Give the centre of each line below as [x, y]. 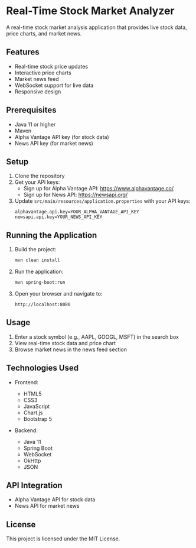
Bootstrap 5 [37, 419]
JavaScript [37, 406]
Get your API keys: [37, 182]
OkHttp [32, 461]
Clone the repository [40, 176]
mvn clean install [37, 260]
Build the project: [35, 249]
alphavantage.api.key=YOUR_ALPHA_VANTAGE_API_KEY [77, 212]
